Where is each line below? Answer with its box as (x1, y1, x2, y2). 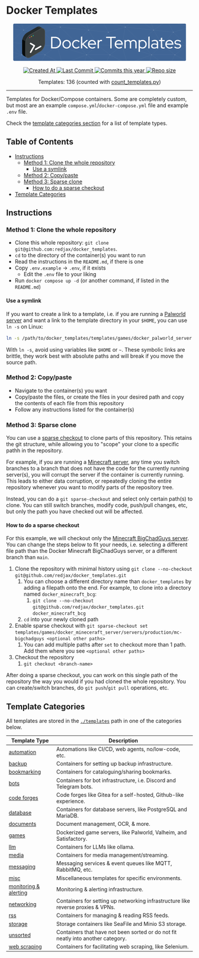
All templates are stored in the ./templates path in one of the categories (6, 718, 182, 725)
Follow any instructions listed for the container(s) (14, 406, 134, 413)
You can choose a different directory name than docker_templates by (23, 578, 192, 585)
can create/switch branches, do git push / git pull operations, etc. (6, 684, 169, 691)
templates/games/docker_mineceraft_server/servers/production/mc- (14, 630, 182, 635)
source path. (6, 358, 37, 366)
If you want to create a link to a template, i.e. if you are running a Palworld (6, 310, 186, 317)
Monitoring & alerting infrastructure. (56, 886, 144, 893)
